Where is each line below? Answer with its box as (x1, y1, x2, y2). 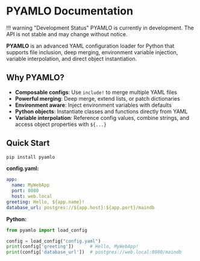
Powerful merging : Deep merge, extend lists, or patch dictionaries (14, 95, 181, 102)
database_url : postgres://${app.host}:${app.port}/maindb (6, 204, 155, 210)
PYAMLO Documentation (6, 4, 134, 18)
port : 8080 (11, 188, 39, 194)
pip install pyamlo (6, 154, 55, 160)
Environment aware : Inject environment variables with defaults (14, 101, 172, 108)
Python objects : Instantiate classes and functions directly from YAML (14, 107, 188, 115)
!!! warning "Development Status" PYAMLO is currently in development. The (6, 24, 194, 31)
